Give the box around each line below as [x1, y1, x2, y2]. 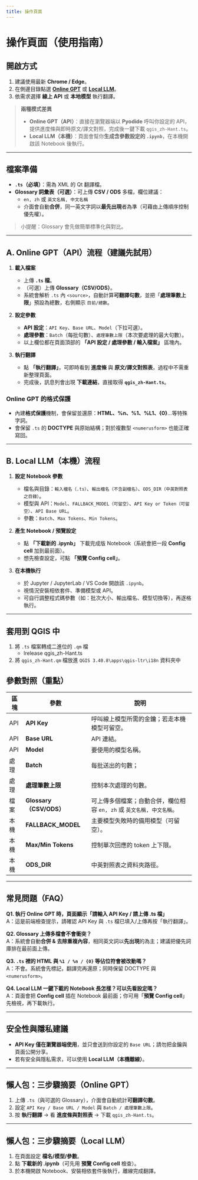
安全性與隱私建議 [6, 1024, 68, 1034]
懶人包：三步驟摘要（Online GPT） [6, 1080, 134, 1090]
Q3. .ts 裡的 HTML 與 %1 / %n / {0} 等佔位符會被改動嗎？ [6, 957, 147, 965]
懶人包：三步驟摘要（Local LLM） [6, 1136, 130, 1146]
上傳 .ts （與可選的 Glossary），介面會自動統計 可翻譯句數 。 [14, 1097, 159, 1104]
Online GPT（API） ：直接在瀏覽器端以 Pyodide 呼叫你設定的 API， [29, 117, 190, 124]
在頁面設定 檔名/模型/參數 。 [14, 1153, 82, 1160]
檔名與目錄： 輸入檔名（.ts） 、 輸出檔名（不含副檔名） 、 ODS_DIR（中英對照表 [23, 485, 188, 493]
